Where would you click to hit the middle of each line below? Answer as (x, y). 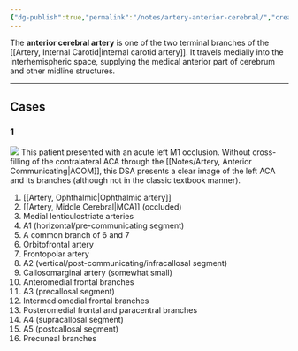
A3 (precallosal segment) (69, 292)
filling (20, 162)
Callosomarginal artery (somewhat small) (98, 273)
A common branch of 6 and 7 (76, 235)
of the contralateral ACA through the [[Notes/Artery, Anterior (142, 162)
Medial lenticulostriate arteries (78, 217)
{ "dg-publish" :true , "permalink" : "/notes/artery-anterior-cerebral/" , (141, 17)
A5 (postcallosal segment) (70, 329)
